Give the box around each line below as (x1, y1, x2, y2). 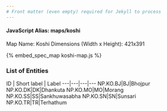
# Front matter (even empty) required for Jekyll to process (6, 8, 162, 15)
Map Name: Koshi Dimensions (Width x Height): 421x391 (6, 40, 145, 47)
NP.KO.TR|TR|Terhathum (6, 99, 67, 106)
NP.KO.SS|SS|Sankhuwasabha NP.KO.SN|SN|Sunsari (6, 93, 136, 100)
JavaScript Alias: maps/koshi (6, 27, 81, 34)
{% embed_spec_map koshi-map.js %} (6, 52, 102, 59)
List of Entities (6, 66, 49, 75)
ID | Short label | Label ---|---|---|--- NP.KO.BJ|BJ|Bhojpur (6, 80, 151, 87)
